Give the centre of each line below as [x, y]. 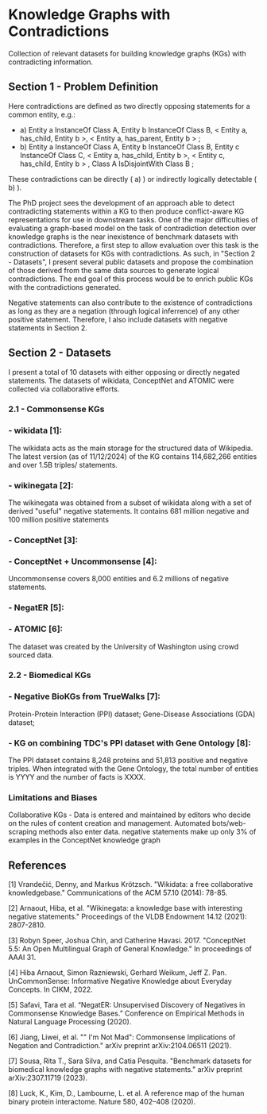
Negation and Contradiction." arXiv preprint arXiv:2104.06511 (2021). [120, 1046]
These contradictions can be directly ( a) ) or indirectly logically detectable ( [132, 179]
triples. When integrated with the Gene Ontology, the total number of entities [133, 769]
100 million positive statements [59, 520]
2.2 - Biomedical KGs [50, 675]
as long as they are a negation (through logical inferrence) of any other [124, 310]
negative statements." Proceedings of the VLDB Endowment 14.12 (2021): [128, 917]
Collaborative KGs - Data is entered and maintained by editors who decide [130, 815]
